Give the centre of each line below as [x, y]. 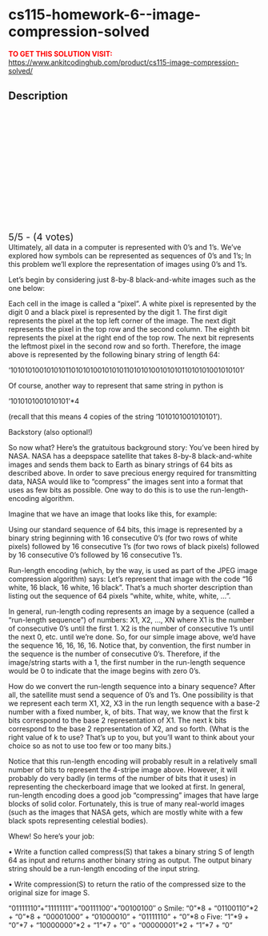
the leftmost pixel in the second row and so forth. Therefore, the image [125, 346]
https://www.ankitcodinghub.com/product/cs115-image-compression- [124, 62]
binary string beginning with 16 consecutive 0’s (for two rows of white [123, 538]
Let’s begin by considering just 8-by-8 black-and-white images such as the [132, 279]
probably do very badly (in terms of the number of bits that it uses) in [122, 778]
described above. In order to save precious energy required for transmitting [133, 472]
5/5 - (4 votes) [41, 237]
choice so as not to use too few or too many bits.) [90, 746]
